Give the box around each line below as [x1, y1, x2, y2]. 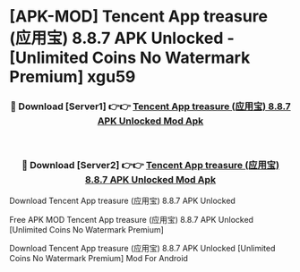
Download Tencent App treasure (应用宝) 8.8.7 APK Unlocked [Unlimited [9, 242, 276, 253]
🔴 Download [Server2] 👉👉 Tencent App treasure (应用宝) [21, 159, 280, 172]
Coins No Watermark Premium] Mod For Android [9, 252, 188, 263]
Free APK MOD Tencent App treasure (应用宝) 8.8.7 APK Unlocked [9, 214, 253, 225]
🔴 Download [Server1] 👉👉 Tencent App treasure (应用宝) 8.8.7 [10, 100, 291, 113]
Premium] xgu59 [9, 67, 136, 87]
